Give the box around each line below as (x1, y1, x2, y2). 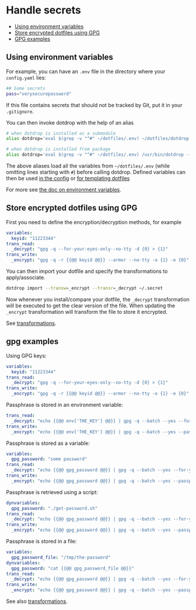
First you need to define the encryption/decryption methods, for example (6, 218, 182, 225)
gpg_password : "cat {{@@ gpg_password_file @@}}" (11, 566, 134, 571)
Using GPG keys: (6, 352, 47, 359)
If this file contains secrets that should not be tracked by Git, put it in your (6, 101, 183, 108)
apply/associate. (6, 274, 45, 281)
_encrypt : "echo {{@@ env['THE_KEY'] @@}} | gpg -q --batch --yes (11, 429, 176, 435)
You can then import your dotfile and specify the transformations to (6, 268, 168, 275)
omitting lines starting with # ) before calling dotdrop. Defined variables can (6, 169, 185, 176)
